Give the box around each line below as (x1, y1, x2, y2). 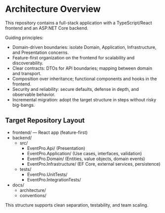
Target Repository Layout (5, 116, 85, 125)
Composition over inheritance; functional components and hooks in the (12, 76, 157, 82)
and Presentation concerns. (12, 49, 69, 55)
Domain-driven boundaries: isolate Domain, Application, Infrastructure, (12, 44, 157, 50)
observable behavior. (12, 91, 56, 97)
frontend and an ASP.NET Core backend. (5, 25, 88, 31)
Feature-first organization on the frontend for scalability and (12, 54, 135, 60)
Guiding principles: (5, 35, 43, 41)
